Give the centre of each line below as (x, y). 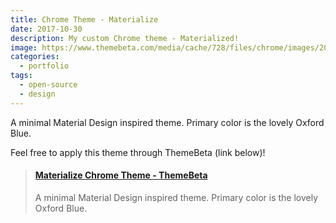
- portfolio (44, 66)
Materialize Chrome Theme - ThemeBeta (121, 175)
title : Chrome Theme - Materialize (84, 19)
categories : (35, 57)
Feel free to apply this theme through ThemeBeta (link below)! (138, 152)
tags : (21, 76)
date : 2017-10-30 (46, 29)
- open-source (48, 85)
